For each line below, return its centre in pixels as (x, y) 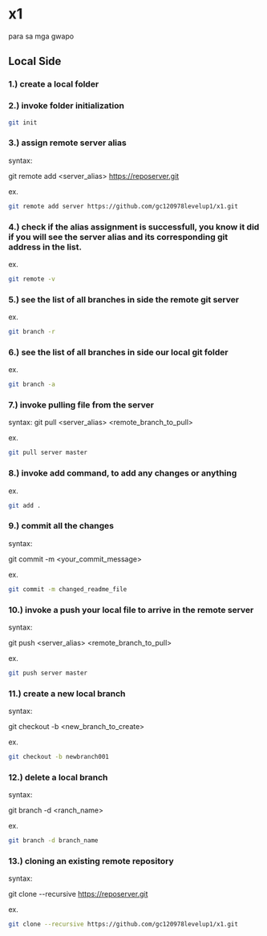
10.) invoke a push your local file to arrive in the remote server (131, 610)
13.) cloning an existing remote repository (91, 861)
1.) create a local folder (54, 84)
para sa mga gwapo (41, 36)
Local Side (35, 61)
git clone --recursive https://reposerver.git (78, 894)
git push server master (48, 673)
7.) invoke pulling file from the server (81, 405)
